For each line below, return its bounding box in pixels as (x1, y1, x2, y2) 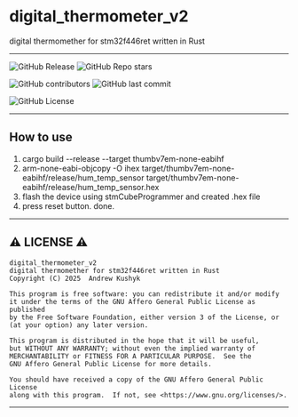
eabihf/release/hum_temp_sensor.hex (21, 181, 160, 192)
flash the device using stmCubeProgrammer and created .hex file (21, 191, 261, 202)
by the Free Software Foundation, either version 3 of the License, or (9, 313, 279, 322)
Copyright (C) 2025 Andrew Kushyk (9, 274, 141, 283)
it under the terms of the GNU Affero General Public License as (9, 297, 255, 306)
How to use (9, 130, 73, 145)
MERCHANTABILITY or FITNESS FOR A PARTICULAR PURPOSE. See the (9, 351, 252, 361)
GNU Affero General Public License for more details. (9, 359, 213, 368)
